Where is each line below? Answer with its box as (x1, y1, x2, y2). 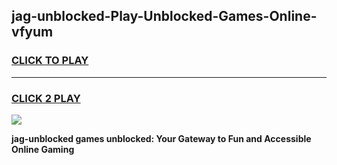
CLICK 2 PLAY (11, 91, 81, 105)
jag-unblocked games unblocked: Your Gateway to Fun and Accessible (11, 132, 312, 144)
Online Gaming (11, 143, 75, 155)
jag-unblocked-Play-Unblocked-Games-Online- (11, 8, 318, 25)
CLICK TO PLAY (11, 54, 89, 68)
